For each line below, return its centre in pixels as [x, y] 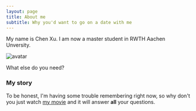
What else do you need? [35, 68]
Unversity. [18, 45]
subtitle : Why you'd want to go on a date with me [69, 22]
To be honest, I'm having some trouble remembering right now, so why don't [98, 96]
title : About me [26, 17]
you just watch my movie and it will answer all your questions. [81, 102]
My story [19, 83]
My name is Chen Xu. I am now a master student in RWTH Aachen [86, 39]
